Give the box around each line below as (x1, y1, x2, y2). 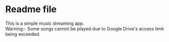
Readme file (5, 4, 57, 15)
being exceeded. (5, 31, 41, 37)
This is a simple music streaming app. (5, 20, 84, 26)
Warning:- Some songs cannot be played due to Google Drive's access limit (5, 25, 164, 31)
